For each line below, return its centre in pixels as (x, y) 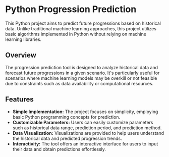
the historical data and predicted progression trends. (67, 138)
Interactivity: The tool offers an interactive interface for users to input (85, 144)
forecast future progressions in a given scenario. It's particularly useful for (82, 73)
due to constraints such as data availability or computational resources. (79, 83)
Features (19, 99)
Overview (21, 55)
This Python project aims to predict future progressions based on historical (83, 23)
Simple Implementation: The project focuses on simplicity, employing (85, 112)
